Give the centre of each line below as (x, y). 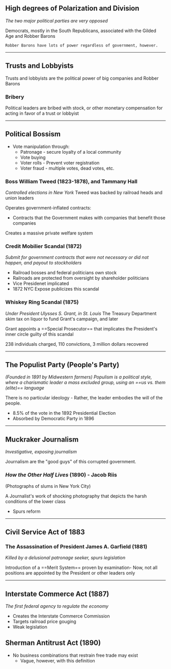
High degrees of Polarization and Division (72, 8)
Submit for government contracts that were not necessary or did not (77, 257)
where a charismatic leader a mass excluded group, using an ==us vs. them (85, 383)
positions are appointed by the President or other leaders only (70, 573)
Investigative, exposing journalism (41, 452)
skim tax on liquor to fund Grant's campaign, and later (62, 319)
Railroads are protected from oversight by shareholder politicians (81, 278)
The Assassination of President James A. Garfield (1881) (76, 546)
